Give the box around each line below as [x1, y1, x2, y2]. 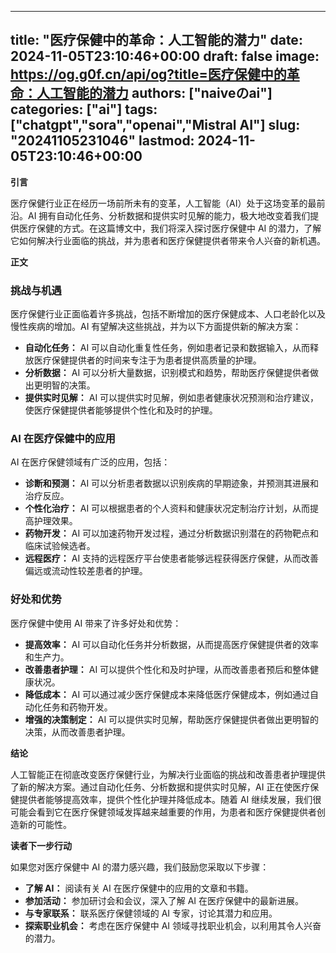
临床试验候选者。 [24, 540, 96, 552]
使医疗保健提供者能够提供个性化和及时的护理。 [24, 404, 218, 416]
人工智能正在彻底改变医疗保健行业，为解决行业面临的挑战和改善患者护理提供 [10, 768, 326, 780]
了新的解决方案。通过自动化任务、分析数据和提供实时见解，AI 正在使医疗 [10, 781, 311, 793]
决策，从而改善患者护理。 [24, 726, 131, 738]
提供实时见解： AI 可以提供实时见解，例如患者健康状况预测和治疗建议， [24, 392, 320, 404]
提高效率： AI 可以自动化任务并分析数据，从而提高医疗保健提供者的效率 [24, 638, 320, 650]
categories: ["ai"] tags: [10, 101, 158, 118]
